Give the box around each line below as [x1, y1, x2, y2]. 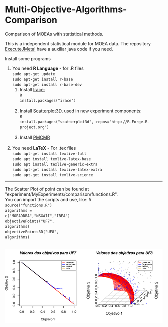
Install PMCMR [19, 134, 50, 140]
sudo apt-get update [12, 71, 55, 76]
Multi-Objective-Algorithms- [5, 4, 127, 15]
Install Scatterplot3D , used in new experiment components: [19, 108, 142, 114]
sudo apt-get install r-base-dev [12, 82, 82, 87]
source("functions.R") [5, 203, 52, 208]
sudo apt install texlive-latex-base [12, 156, 91, 161]
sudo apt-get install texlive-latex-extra [12, 167, 102, 172]
